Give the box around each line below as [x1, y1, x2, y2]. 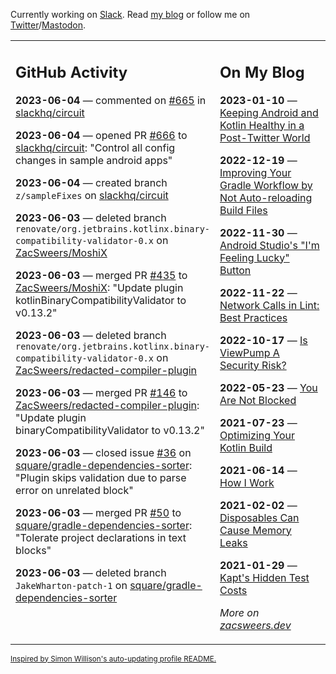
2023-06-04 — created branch [15, 175, 168, 189]
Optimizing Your [219, 428, 296, 442]
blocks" [15, 543, 52, 557]
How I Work [219, 475, 275, 489]
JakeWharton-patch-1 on [15, 578, 128, 592]
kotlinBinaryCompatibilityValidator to [15, 293, 187, 307]
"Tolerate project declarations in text [15, 530, 187, 544]
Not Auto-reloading [219, 190, 313, 204]
